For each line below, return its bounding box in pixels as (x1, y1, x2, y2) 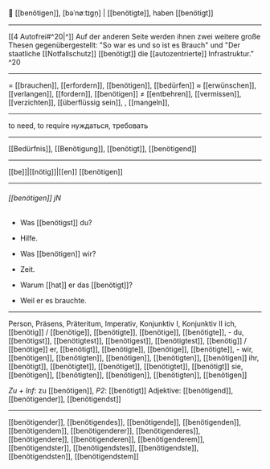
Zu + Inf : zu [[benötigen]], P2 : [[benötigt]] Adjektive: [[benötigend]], (8, 386, 234, 396)
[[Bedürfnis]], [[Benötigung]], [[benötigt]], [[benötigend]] (8, 144, 197, 153)
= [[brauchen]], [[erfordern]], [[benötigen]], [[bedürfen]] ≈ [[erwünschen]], (8, 80, 257, 90)
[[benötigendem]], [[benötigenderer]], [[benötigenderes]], (8, 426, 201, 436)
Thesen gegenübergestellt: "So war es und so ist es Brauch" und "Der (8, 40, 241, 50)
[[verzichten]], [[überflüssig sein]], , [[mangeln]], (8, 97, 170, 107)
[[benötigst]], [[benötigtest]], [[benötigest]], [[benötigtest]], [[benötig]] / (8, 336, 247, 346)
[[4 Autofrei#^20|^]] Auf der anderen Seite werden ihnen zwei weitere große (8, 32, 261, 41)
